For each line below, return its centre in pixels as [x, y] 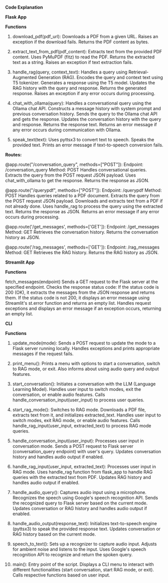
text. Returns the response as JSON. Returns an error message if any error [82, 212]
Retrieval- [139, 72]
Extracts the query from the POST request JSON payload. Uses [71, 175]
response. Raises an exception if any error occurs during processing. [84, 93]
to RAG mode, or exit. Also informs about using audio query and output [86, 369]
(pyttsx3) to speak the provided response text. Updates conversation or [87, 529]
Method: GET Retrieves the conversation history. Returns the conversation [82, 232]
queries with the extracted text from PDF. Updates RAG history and [82, 477]
